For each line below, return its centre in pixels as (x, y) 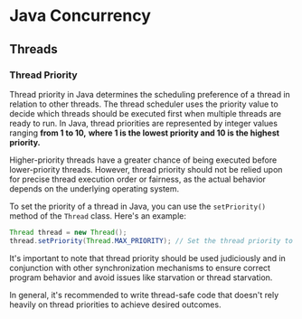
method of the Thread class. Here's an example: (98, 216)
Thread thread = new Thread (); (68, 232)
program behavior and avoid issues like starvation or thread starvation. (141, 277)
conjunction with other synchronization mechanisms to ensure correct (140, 267)
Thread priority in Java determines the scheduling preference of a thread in (150, 94)
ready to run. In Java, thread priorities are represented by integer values (144, 123)
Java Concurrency (80, 16)
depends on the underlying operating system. (94, 188)
